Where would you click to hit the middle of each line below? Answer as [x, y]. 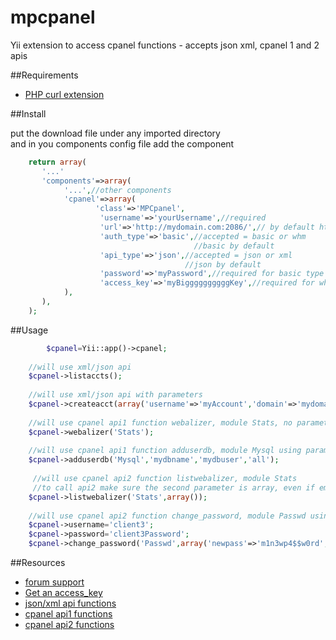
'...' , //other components [117, 190]
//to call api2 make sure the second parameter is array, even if [173, 487]
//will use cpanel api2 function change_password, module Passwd [167, 516]
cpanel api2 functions [69, 625]
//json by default [223, 264]
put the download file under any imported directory [115, 133]
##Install [28, 113]
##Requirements [44, 75]
